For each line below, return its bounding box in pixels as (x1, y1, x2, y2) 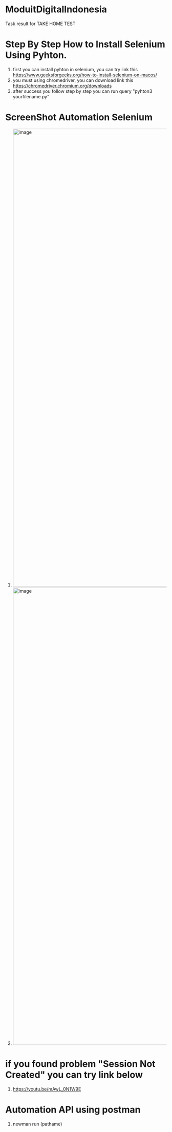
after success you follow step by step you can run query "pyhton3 (12, 88, 153, 94)
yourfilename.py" (12, 93, 50, 99)
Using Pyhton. (5, 50, 67, 61)
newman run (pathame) (12, 1121, 62, 1127)
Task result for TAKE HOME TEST (5, 20, 76, 27)
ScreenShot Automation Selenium (5, 112, 153, 123)
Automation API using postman (5, 1104, 141, 1115)
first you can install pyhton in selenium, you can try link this (12, 66, 138, 72)
